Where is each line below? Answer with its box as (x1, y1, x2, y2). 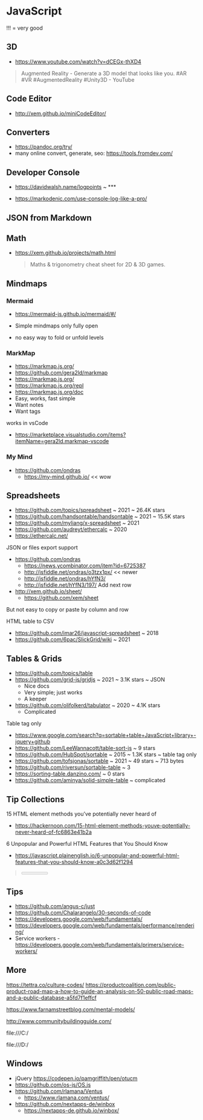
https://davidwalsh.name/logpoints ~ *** (14, 183, 117, 191)
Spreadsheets (6, 490, 60, 501)
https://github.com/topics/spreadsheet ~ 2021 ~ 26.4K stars (14, 507, 165, 514)
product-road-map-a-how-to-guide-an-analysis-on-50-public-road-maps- (6, 987, 194, 995)
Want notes (14, 401, 44, 409)
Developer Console (6, 167, 80, 177)
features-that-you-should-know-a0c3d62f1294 (14, 858, 134, 866)
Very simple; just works (24, 689, 83, 696)
